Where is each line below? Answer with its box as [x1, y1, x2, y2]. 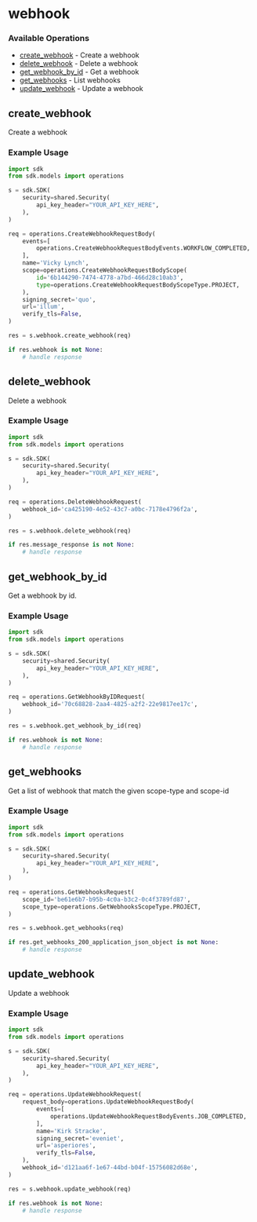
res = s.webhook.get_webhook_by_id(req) [8, 722, 143, 730]
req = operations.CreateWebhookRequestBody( [8, 229, 156, 238]
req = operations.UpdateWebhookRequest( [8, 1091, 143, 1099]
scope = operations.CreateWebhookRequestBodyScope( [22, 266, 188, 275]
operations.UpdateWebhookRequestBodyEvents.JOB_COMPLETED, [49, 1112, 247, 1120]
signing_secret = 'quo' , [22, 295, 96, 303]
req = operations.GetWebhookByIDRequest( [8, 693, 146, 701]
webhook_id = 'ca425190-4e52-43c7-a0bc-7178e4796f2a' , [22, 505, 198, 513]
